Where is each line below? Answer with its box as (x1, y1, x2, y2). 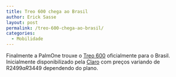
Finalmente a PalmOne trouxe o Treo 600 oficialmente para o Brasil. (6, 52, 171, 59)
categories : (6, 31, 35, 36)
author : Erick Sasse (6, 14, 57, 20)
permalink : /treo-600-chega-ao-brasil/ (6, 25, 104, 31)
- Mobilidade (11, 36, 44, 42)
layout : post (6, 19, 38, 25)
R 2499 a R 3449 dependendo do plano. (6, 65, 98, 71)
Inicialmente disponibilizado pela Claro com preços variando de (6, 58, 160, 65)
